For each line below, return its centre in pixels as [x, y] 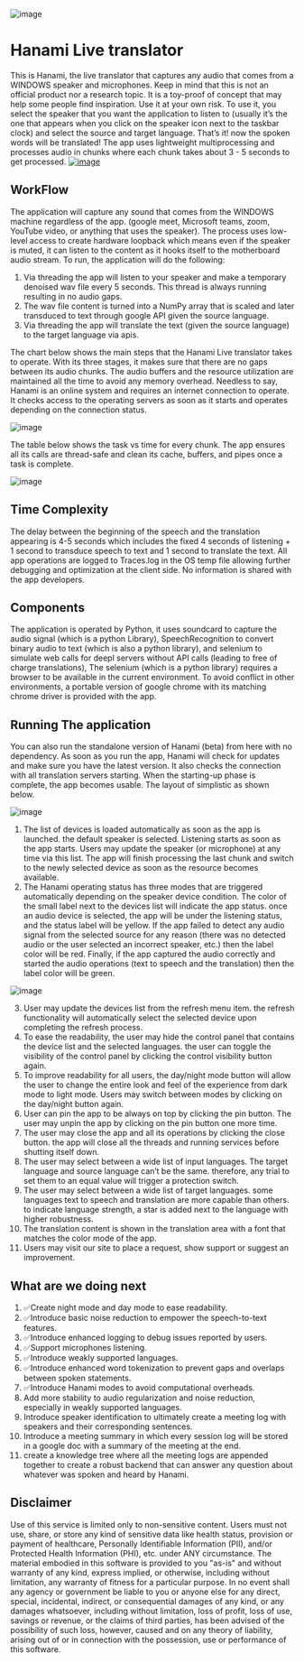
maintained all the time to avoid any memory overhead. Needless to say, [144, 381]
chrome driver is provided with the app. [83, 697]
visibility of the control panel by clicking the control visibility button [147, 1057]
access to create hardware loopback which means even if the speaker [160, 240]
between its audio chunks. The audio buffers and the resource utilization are [152, 371]
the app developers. [47, 579]
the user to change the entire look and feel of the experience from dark [155, 1085]
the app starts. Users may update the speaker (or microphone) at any [152, 849]
